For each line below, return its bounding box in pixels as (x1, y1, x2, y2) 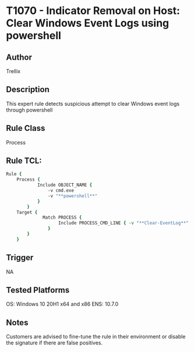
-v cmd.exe (47, 188, 75, 194)
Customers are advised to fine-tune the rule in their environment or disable (6, 333, 186, 340)
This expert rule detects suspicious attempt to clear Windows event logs (6, 100, 179, 107)
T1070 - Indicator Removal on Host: (6, 4, 181, 18)
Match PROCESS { (43, 215, 82, 220)
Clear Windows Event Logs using (6, 16, 170, 30)
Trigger (6, 253, 34, 263)
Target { (16, 209, 38, 215)
